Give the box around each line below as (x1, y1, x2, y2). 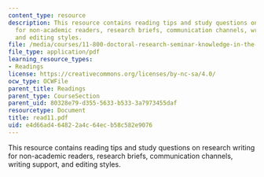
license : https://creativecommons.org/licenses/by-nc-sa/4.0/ (8, 70, 216, 78)
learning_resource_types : (8, 56, 93, 64)
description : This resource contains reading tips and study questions (8, 19, 247, 27)
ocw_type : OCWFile (8, 77, 68, 85)
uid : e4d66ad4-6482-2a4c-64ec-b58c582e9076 (8, 121, 153, 129)
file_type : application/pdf (8, 48, 101, 56)
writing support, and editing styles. (8, 159, 121, 169)
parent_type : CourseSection (8, 92, 101, 100)
